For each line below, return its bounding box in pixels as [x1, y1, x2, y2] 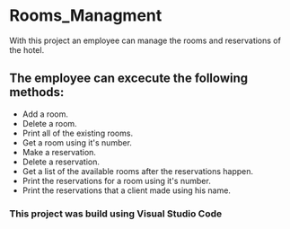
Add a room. [22, 109, 69, 119]
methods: [9, 84, 65, 100]
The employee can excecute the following [9, 71, 249, 86]
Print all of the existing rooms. [22, 128, 133, 138]
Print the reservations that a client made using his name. [22, 185, 232, 196]
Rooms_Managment [9, 5, 163, 26]
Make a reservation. [22, 146, 97, 157]
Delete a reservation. [22, 156, 101, 167]
